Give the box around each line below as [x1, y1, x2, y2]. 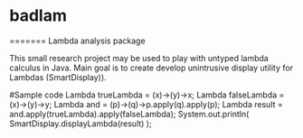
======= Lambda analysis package [9, 35, 147, 46]
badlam [9, 5, 68, 26]
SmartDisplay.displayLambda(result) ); [9, 118, 152, 129]
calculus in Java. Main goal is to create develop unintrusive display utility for [9, 62, 294, 73]
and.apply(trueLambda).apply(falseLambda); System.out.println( [9, 108, 250, 119]
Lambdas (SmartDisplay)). [9, 71, 107, 82]
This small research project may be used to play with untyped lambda [9, 52, 269, 63]
